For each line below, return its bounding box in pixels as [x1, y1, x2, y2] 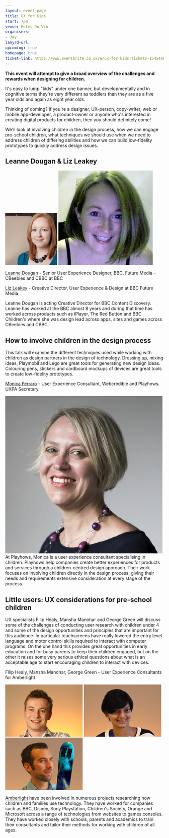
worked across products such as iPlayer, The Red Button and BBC [5, 311, 142, 317]
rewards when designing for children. [5, 75, 86, 82]
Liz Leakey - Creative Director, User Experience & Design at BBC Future [5, 285, 153, 291]
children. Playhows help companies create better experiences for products [5, 559, 160, 566]
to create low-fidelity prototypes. [5, 371, 74, 377]
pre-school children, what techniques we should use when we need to [5, 131, 151, 138]
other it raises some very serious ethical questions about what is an [5, 654, 145, 660]
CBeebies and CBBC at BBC [5, 275, 63, 281]
